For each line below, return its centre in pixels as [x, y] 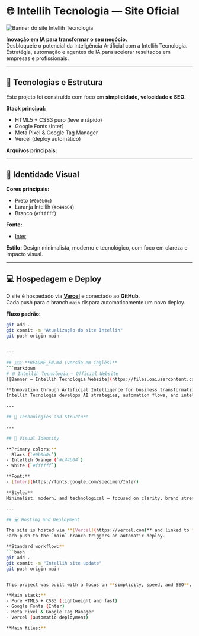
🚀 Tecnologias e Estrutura [54, 82]
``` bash [16, 552]
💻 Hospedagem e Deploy [54, 278]
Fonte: [14, 225]
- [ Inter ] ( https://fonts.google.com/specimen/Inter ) [73, 482]
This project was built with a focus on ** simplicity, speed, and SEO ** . [99, 585]
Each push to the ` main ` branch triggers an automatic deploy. [86, 536]
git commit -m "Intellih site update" [54, 563]
